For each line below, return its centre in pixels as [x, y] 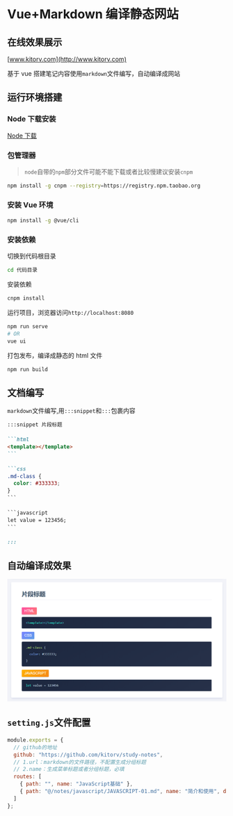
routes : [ [27, 777]
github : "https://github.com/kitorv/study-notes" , [88, 755]
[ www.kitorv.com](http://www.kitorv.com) [67, 59]
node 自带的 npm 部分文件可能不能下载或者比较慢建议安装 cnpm [109, 172]
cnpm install [26, 299]
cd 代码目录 [23, 270]
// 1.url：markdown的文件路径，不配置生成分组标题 [80, 762]
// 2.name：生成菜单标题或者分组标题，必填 [69, 769]
